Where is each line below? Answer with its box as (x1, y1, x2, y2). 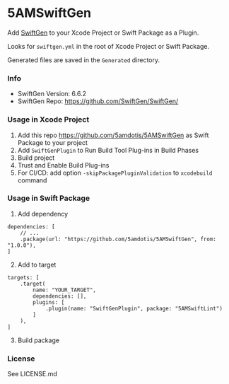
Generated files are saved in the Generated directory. (7, 55, 160, 64)
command (17, 175, 47, 185)
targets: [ (7, 274, 40, 281)
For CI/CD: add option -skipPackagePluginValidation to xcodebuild (17, 168, 213, 177)
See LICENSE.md (7, 370, 58, 378)
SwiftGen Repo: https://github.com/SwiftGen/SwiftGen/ (17, 97, 179, 105)
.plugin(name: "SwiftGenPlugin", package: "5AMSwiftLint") (45, 305, 223, 312)
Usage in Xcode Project (7, 115, 90, 124)
